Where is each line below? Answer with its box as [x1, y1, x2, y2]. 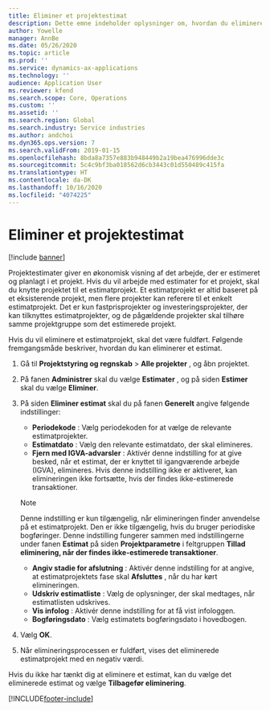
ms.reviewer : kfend [8, 86, 74, 95]
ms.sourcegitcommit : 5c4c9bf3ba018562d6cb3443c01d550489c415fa [8, 161, 225, 170]
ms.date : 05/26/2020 [8, 42, 78, 50]
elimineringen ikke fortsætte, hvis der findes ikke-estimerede [31, 473, 235, 483]
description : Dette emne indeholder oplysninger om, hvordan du [8, 19, 228, 27]
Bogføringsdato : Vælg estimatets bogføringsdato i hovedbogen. [31, 614, 247, 623]
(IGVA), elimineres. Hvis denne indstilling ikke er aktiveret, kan [31, 465, 238, 475]
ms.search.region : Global [8, 116, 95, 125]
